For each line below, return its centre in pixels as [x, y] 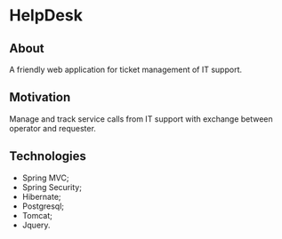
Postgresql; [43, 206]
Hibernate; [41, 196]
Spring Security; [52, 187]
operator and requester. [52, 128]
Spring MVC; [45, 178]
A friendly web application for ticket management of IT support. [126, 69]
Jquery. [36, 225]
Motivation [40, 97]
